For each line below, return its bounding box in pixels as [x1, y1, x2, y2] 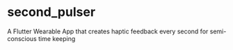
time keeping [38, 34, 76, 42]
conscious [7, 34, 37, 42]
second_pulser [7, 4, 96, 20]
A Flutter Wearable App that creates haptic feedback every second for [7, 27, 209, 35]
